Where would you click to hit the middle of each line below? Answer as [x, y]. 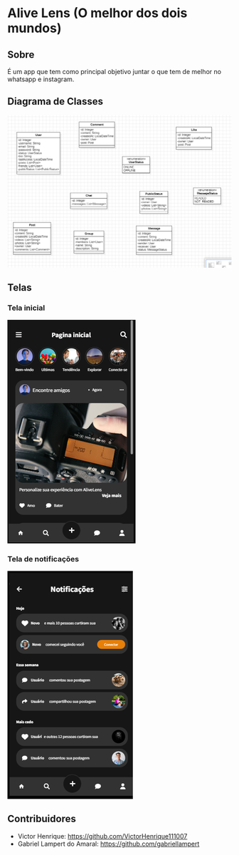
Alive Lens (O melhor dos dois [97, 13]
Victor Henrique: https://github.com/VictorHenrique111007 [102, 836]
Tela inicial [26, 308]
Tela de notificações [43, 559]
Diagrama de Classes [55, 102]
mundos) [34, 28]
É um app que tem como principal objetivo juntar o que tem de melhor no [115, 72]
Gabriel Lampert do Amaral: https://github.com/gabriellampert [108, 844]
